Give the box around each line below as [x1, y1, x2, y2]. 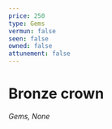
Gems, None [8, 111, 50, 121]
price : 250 [8, 11, 45, 20]
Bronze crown [8, 84, 104, 103]
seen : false [8, 34, 49, 43]
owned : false [8, 42, 53, 50]
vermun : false [8, 27, 57, 35]
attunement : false [8, 49, 71, 58]
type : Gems [8, 19, 45, 28]
